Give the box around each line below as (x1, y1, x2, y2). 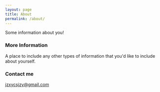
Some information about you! (5, 30, 64, 36)
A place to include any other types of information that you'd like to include (5, 53, 156, 59)
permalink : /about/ (5, 16, 45, 21)
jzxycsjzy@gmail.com (5, 81, 49, 87)
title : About (5, 12, 32, 17)
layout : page (5, 7, 32, 12)
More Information (5, 42, 48, 49)
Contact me (5, 70, 34, 77)
